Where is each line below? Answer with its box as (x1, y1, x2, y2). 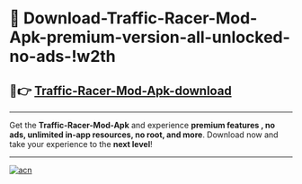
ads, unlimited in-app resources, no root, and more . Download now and (9, 129, 279, 140)
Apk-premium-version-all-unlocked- (9, 27, 290, 48)
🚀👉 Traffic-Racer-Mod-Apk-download (9, 83, 232, 98)
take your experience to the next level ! (9, 139, 153, 149)
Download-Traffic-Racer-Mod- (23, 8, 258, 29)
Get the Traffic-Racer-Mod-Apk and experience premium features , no (9, 120, 276, 130)
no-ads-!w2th (9, 47, 117, 66)
